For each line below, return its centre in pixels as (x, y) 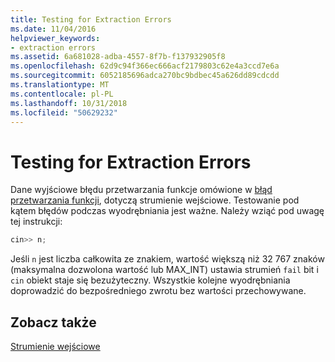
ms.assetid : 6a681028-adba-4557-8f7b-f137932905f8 (118, 57)
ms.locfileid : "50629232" (64, 112)
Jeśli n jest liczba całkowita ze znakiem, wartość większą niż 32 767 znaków (167, 259)
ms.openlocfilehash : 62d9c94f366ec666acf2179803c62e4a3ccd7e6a (145, 66)
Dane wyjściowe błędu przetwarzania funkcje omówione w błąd (141, 190)
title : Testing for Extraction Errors (91, 19)
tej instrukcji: (36, 222)
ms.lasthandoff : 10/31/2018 (69, 103)
